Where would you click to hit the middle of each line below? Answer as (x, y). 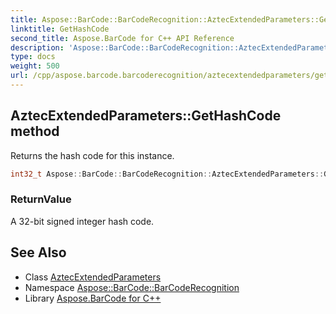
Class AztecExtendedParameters (93, 277)
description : (37, 47)
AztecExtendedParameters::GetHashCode (146, 116)
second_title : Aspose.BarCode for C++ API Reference (122, 38)
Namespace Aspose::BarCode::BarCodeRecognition (132, 287)
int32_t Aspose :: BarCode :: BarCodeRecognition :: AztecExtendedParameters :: (167, 174)
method (35, 131)
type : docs (33, 57)
